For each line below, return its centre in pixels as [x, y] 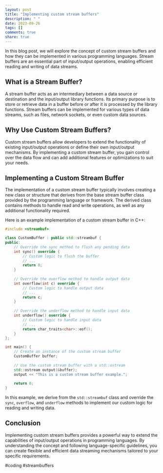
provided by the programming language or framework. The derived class [78, 200]
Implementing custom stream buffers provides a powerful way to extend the [81, 435]
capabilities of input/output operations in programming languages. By [75, 440]
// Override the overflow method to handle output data [72, 279]
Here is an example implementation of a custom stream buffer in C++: [75, 220]
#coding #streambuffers [30, 465]
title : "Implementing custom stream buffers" [52, 14]
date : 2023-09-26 [23, 23]
